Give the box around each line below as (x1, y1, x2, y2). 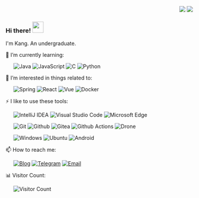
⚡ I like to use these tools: (5, 98, 69, 105)
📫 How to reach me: (5, 146, 56, 154)
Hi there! (5, 26, 31, 34)
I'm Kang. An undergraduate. (5, 40, 77, 47)
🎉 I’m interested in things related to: (5, 74, 93, 82)
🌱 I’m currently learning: (5, 52, 65, 59)
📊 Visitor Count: (5, 172, 46, 179)
